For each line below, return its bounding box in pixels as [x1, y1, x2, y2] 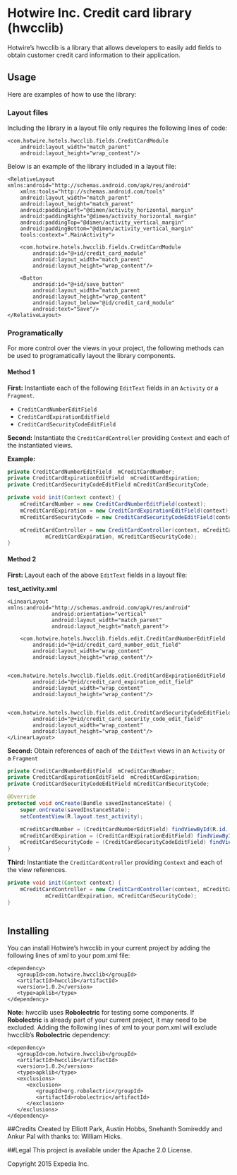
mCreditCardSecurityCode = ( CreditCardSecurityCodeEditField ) [20, 839, 207, 846]
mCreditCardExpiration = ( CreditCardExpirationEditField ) [20, 832, 194, 840]
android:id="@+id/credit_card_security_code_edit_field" [32, 715, 203, 722]
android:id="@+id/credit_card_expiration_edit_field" [32, 678, 194, 686]
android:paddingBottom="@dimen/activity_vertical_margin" [20, 225, 194, 232]
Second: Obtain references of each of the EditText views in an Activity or [7, 746, 226, 755]
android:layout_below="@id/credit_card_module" [32, 299, 175, 306]
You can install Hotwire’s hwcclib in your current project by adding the [7, 944, 211, 953]
